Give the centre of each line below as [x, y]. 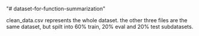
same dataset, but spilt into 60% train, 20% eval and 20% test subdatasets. [100, 27]
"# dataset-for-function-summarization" [56, 9]
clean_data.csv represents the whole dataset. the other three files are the [97, 20]
